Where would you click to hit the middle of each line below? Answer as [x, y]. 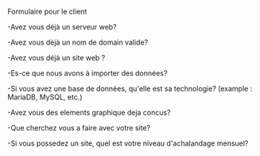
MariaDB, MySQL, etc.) [45, 97]
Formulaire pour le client [47, 12]
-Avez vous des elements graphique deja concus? [89, 112]
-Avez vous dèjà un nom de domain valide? [78, 42]
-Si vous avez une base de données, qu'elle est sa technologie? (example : [130, 88]
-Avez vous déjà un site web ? [56, 58]
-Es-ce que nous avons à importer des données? [87, 73]
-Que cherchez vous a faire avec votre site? [79, 128]
